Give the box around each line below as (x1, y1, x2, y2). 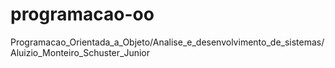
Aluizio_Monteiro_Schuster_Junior (10, 46, 151, 58)
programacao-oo (10, 3, 155, 26)
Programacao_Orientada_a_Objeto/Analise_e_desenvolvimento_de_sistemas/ (10, 36, 325, 48)
